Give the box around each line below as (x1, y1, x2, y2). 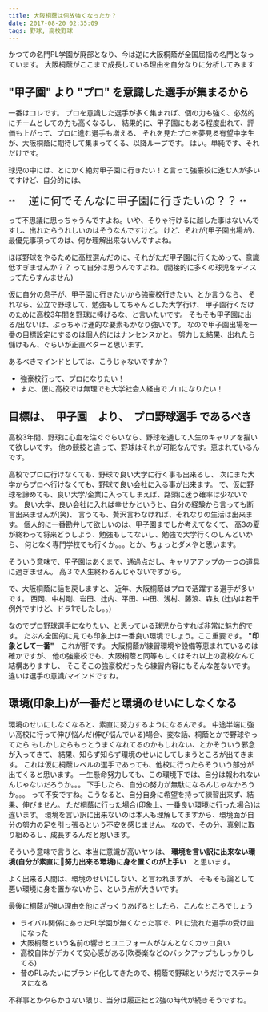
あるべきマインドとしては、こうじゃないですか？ (8, 357, 170, 366)
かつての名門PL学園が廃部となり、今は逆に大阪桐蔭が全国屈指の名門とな (8, 50, 248, 59)
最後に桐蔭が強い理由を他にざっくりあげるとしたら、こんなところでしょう (8, 901, 254, 910)
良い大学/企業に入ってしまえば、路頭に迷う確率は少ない (56, 490, 242, 499)
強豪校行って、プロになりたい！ (19, 374, 126, 383)
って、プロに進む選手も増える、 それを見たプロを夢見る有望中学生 (35, 128, 255, 138)
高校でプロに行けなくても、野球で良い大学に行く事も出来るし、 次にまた (8, 470, 248, 479)
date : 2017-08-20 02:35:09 (8, 19, 98, 27)
